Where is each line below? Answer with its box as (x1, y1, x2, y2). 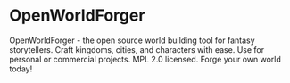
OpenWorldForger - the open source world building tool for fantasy (9, 35, 256, 46)
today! (9, 63, 33, 74)
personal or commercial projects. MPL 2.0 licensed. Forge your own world (9, 54, 281, 64)
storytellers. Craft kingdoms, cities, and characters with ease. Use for (9, 44, 265, 54)
